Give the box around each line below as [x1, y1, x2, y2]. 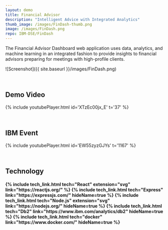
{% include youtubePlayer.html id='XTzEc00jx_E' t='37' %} [5, 104, 129, 110]
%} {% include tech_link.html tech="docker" [5, 214, 103, 220]
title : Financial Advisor [5, 12, 60, 17]
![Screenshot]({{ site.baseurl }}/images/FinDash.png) [5, 66, 117, 72]
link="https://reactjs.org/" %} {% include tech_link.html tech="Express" [5, 187, 163, 193]
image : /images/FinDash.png [5, 27, 65, 32]
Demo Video [5, 90, 45, 99]
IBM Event [5, 129, 38, 138]
